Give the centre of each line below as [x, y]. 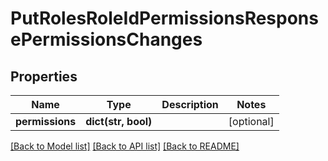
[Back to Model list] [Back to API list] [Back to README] [125, 146]
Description [190, 104]
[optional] [251, 121]
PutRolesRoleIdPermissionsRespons [164, 18]
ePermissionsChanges [106, 39]
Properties [44, 76]
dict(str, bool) [119, 121]
